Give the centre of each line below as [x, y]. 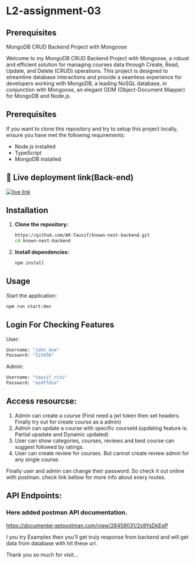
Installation [27, 211]
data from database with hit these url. [52, 543]
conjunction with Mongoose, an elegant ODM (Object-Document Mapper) [96, 89]
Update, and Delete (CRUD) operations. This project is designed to [87, 71]
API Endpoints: [34, 496]
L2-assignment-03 [54, 11]
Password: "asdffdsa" [33, 383]
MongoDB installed [38, 159]
